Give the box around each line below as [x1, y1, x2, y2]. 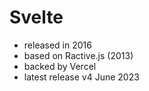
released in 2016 [23, 39, 92, 51]
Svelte [9, 6, 64, 29]
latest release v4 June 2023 [23, 71, 140, 83]
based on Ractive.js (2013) [23, 49, 134, 61]
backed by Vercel [23, 60, 97, 72]
